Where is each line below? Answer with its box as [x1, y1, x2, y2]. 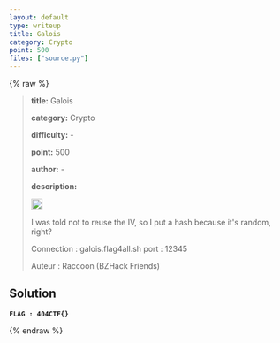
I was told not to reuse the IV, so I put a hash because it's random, [30, 217, 271, 227]
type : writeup [9, 21, 62, 30]
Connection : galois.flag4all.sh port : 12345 [30, 244, 188, 254]
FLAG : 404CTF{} [9, 309, 69, 318]
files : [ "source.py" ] [9, 54, 89, 63]
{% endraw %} [9, 324, 64, 336]
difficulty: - [30, 130, 74, 140]
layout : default [9, 12, 69, 22]
